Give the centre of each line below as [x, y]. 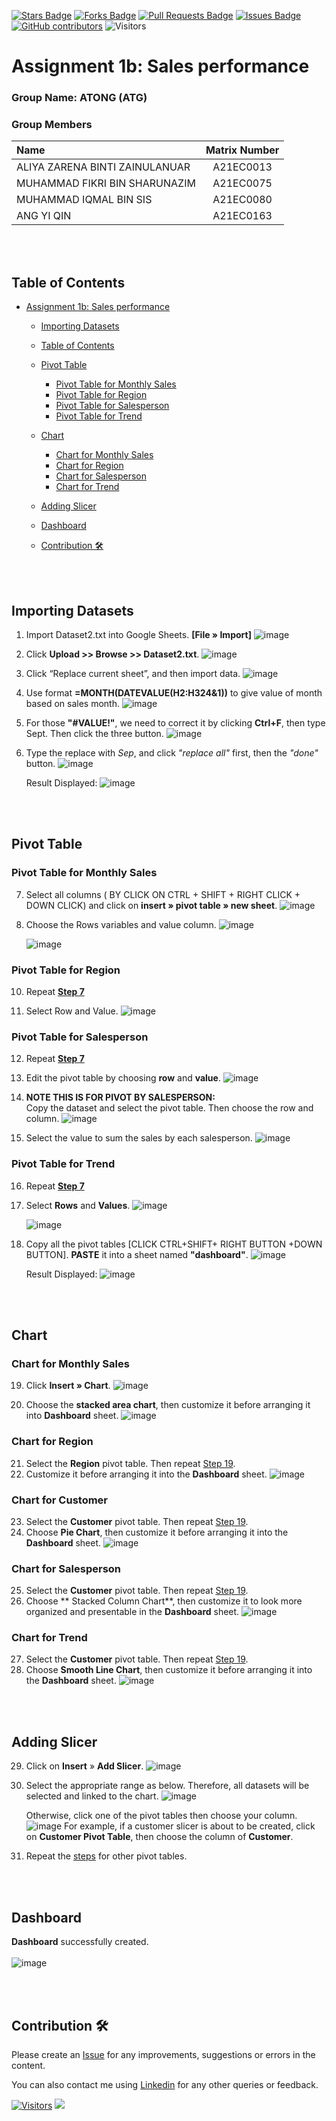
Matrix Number [242, 150]
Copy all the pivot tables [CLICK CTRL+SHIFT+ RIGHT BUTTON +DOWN [174, 1244]
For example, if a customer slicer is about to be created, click [190, 1826]
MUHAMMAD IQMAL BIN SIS [84, 200]
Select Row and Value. [72, 1011]
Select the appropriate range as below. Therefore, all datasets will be [167, 1786]
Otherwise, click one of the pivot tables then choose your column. [161, 1816]
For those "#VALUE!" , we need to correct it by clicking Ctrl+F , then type [175, 723]
